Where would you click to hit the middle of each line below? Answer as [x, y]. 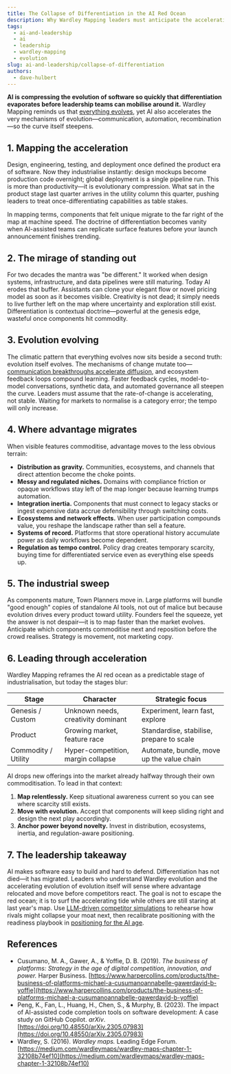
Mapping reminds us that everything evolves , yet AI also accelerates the [109, 112]
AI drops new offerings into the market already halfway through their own [111, 776]
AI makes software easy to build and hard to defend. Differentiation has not [113, 872]
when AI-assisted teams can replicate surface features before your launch [112, 229]
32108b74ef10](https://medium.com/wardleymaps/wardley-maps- [111, 1056]
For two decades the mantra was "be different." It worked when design [108, 275]
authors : [20, 71]
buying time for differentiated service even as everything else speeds [115, 554]
